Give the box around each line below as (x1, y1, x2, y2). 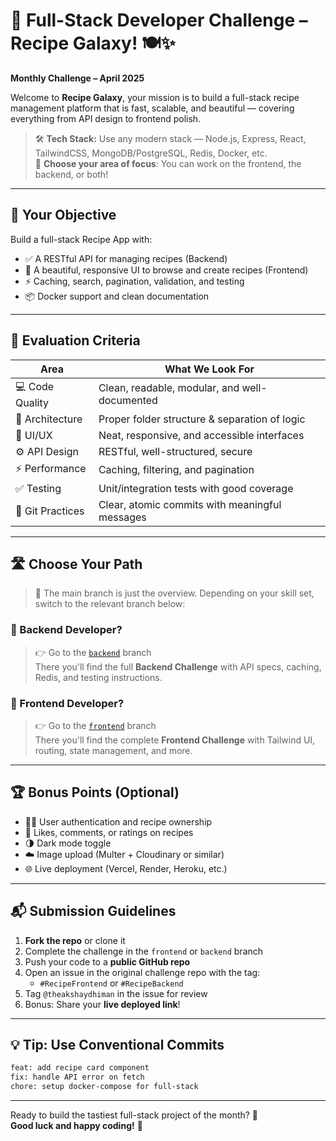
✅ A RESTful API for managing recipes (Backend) (24, 252, 228, 264)
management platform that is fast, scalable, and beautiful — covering (10, 102, 295, 114)
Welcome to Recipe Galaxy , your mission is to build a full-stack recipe (10, 91, 300, 103)
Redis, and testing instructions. (34, 671, 163, 683)
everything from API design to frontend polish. (10, 112, 202, 124)
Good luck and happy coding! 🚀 (10, 1120, 143, 1132)
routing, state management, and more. (34, 744, 193, 756)
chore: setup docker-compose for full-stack (10, 1082, 199, 1092)
